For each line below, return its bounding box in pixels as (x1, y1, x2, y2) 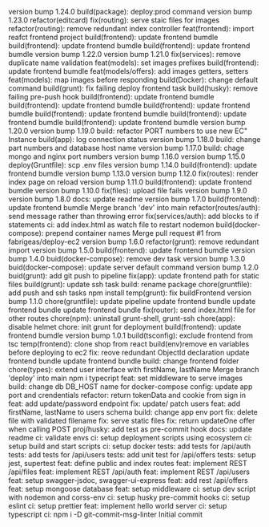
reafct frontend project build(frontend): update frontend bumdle (8, 32, 219, 42)
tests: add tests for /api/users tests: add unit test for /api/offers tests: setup (8, 450, 256, 460)
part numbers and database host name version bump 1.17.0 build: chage (8, 144, 245, 152)
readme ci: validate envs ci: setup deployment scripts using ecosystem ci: (8, 433, 252, 442)
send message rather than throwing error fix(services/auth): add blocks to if (8, 212, 259, 221)
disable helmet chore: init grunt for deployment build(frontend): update (8, 322, 242, 331)
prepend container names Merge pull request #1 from (45, 229, 222, 237)
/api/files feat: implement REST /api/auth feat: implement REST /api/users (8, 467, 251, 476)
